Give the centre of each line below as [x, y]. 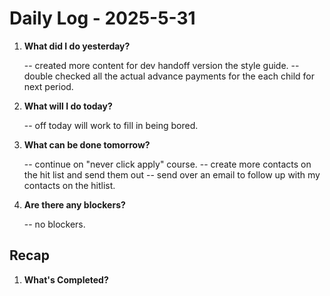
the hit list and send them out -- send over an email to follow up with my [172, 174]
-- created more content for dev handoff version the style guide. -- [161, 65]
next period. [48, 86]
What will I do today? [68, 106]
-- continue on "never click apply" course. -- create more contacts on [167, 164]
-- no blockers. [54, 224]
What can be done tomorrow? [87, 144]
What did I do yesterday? [77, 46]
